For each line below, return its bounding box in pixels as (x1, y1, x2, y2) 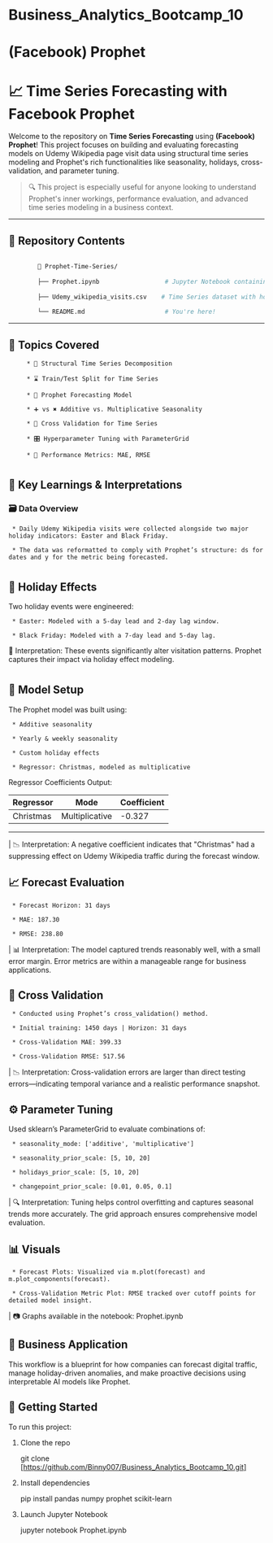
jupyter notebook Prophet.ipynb (19, 1525, 128, 1535)
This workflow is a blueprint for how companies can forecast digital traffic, (8, 1359, 258, 1369)
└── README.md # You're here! (37, 307, 217, 316)
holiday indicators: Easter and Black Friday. (8, 531, 169, 540)
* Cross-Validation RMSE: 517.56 (11, 1053, 126, 1061)
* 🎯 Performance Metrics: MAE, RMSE (26, 451, 151, 460)
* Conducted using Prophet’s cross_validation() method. (11, 1010, 209, 1018)
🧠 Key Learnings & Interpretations (8, 478, 183, 492)
